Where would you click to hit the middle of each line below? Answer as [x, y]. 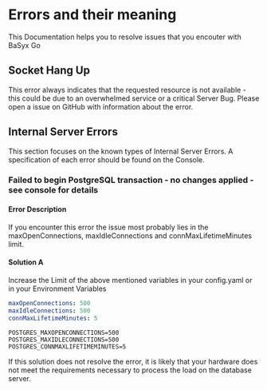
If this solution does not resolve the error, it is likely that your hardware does [133, 361]
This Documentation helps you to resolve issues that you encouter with [125, 37]
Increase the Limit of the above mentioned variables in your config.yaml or [130, 280]
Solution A [26, 262]
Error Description [37, 209]
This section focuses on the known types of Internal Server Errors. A [121, 151]
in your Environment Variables [57, 289]
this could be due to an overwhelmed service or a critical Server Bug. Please [134, 98]
